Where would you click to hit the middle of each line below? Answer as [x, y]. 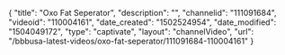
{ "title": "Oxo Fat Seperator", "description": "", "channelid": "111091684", [142, 13]
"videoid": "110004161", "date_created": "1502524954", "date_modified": [142, 22]
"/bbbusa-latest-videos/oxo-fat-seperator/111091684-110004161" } [131, 41]
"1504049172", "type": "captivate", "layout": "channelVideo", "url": [131, 31]
